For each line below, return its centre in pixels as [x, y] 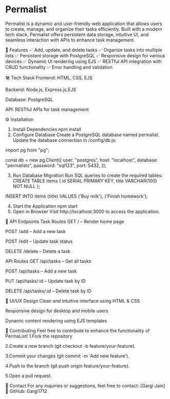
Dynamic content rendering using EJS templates [56, 321]
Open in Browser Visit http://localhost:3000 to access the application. [86, 212]
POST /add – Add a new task [36, 231]
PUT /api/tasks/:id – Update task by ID [46, 281]
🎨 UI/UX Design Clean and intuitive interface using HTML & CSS [72, 301]
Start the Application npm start [45, 206]
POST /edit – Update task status [39, 241]
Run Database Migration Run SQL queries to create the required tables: [88, 175]
